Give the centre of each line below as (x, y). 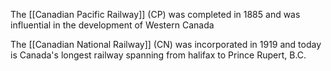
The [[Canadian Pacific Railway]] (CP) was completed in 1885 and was (155, 14)
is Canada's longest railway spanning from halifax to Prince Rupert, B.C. (158, 55)
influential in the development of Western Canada (112, 25)
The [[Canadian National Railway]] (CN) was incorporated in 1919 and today (166, 44)
